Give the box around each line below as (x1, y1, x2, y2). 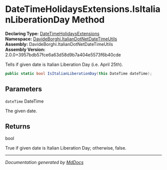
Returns (5, 122, 31, 131)
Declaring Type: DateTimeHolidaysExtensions (5, 30, 100, 36)
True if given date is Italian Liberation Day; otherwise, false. (5, 145, 127, 151)
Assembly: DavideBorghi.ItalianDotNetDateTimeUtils (5, 41, 113, 47)
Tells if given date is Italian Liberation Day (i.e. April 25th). (5, 61, 123, 67)
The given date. (5, 108, 37, 114)
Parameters (5, 85, 42, 93)
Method (72, 14, 105, 25)
